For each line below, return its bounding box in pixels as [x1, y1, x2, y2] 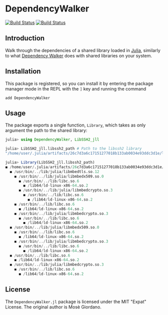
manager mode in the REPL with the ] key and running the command [5, 85, 146, 91]
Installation [5, 67, 41, 75]
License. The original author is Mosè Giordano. [5, 303, 101, 310]
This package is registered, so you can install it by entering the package [5, 80, 153, 86]
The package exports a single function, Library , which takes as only [5, 122, 146, 128]
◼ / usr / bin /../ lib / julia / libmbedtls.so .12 [9, 169, 99, 174]
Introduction [5, 34, 45, 42]
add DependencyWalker [5, 95, 50, 100]
